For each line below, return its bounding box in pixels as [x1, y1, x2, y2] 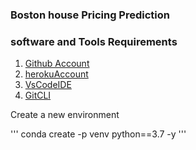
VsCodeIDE [24, 79, 72, 91]
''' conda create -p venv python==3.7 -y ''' [10, 128, 187, 140]
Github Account [24, 58, 90, 70]
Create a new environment [10, 109, 120, 121]
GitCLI [24, 89, 52, 102]
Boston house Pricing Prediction [10, 8, 170, 22]
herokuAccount [24, 68, 89, 80]
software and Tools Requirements [10, 34, 178, 48]
